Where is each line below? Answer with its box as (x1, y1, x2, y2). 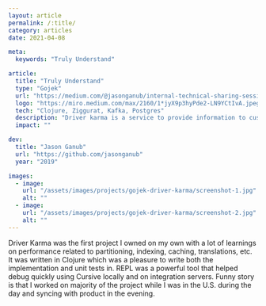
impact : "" (15, 121, 51, 129)
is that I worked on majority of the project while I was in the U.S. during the (8, 280, 252, 289)
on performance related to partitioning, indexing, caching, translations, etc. (8, 247, 253, 256)
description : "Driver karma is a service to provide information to (15, 114, 246, 122)
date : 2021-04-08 (8, 33, 66, 42)
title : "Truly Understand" (15, 77, 104, 85)
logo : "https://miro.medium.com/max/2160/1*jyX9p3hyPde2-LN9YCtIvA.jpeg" (15, 99, 264, 107)
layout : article (8, 11, 62, 20)
